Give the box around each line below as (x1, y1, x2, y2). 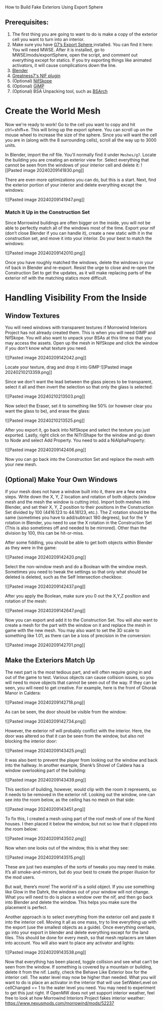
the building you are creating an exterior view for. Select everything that (5, 157, 149, 163)
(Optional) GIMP (12, 83, 45, 89)
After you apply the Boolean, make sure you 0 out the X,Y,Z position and (5, 593, 150, 598)
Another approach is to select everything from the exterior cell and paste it (5, 914, 155, 920)
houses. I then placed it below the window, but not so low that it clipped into (5, 821, 157, 826)
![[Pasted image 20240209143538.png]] (5, 949, 86, 955)
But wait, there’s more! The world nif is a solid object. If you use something (5, 884, 155, 889)
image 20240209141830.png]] (23, 167, 84, 173)
